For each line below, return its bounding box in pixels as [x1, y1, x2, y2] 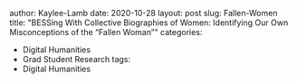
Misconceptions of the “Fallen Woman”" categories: [9, 27, 203, 37]
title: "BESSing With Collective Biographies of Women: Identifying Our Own [9, 17, 289, 28]
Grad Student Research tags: [22, 54, 131, 64]
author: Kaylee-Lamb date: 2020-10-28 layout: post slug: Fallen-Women [9, 8, 278, 18]
